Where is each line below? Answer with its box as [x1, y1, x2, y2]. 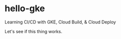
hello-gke [4, 3, 45, 14]
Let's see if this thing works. [4, 28, 62, 34]
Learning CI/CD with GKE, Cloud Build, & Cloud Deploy [4, 19, 116, 25]
